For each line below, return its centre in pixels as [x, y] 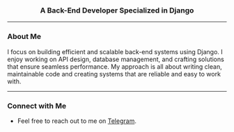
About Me [24, 37]
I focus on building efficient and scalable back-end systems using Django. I [115, 51]
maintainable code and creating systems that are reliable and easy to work [114, 74]
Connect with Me [37, 106]
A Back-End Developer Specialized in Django [117, 10]
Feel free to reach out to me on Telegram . [77, 121]
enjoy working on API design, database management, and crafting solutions [116, 59]
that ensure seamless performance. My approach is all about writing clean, [115, 66]
